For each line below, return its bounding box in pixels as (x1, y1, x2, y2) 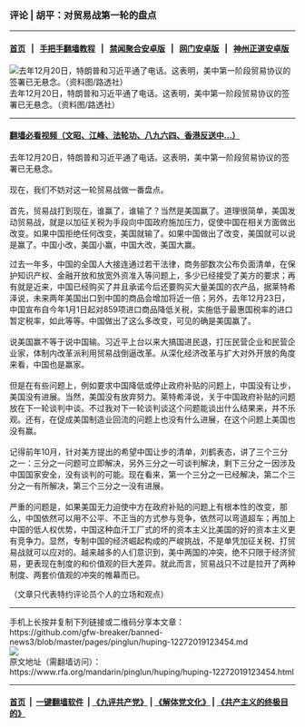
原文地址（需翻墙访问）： (9, 656, 102, 667)
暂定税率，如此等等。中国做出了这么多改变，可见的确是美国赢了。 (9, 315, 256, 326)
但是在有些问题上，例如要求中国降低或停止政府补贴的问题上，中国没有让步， (9, 379, 296, 390)
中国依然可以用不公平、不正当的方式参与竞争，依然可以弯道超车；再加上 (25, 512, 296, 524)
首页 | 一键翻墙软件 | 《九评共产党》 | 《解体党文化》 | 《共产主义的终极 (9, 697, 281, 708)
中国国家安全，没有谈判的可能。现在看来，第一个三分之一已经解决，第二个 (9, 468, 288, 479)
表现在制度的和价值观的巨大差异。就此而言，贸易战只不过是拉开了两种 (33, 557, 296, 569)
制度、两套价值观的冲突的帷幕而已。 (9, 569, 145, 580)
